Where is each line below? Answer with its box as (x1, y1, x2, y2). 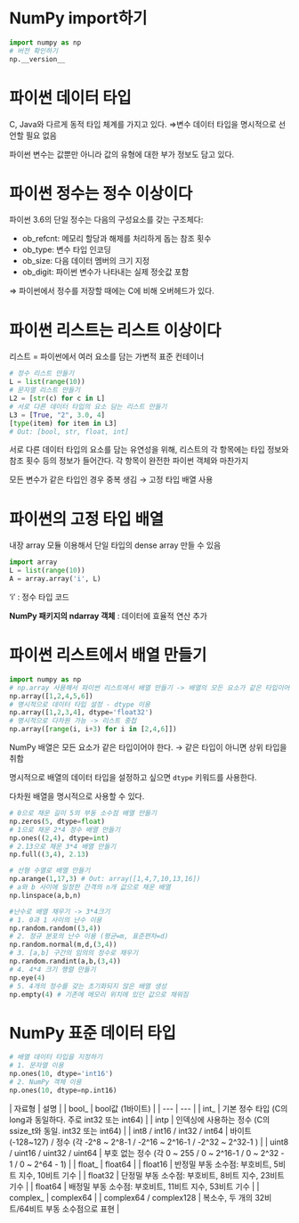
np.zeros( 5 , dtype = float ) (9, 817, 105, 826)
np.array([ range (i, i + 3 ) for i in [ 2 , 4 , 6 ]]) (9, 725, 177, 734)
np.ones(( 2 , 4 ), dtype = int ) (9, 834, 109, 843)
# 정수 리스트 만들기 (9, 369, 75, 379)
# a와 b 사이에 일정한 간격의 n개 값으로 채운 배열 (9, 883, 171, 892)
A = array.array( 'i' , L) (9, 575, 101, 583)
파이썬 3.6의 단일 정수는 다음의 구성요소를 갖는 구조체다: (9, 215, 204, 225)
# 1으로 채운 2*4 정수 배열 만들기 (9, 825, 121, 834)
